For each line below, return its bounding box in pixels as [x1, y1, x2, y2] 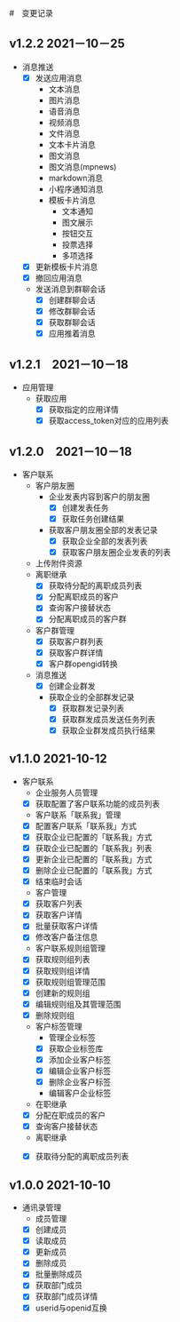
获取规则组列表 [35, 954, 90, 965]
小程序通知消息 [48, 183, 104, 194]
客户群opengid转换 [48, 658, 118, 669]
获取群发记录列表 [61, 703, 125, 713]
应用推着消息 [48, 328, 96, 339]
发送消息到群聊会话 [35, 283, 106, 294]
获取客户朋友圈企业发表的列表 [61, 547, 171, 558]
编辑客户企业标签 [48, 1087, 112, 1099]
